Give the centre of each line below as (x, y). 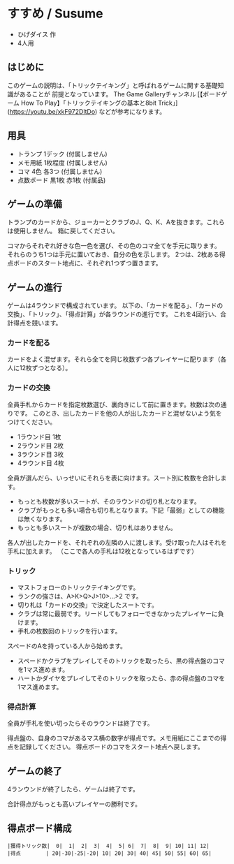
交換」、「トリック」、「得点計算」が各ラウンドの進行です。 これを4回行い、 (114, 314)
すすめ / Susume (55, 14)
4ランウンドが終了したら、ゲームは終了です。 (73, 789)
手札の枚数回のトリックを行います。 (69, 631)
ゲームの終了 (35, 771)
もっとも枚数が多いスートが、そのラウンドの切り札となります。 (109, 501)
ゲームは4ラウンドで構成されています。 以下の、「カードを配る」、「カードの (115, 306)
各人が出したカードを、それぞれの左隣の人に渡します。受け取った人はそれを (117, 542)
